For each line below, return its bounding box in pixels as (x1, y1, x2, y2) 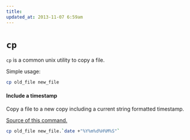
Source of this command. (6, 116, 68, 124)
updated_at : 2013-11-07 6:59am (6, 14, 83, 20)
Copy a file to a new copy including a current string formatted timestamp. (6, 105, 185, 112)
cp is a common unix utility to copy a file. (6, 56, 105, 64)
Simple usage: (6, 68, 41, 75)
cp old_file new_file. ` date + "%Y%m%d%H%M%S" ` (6, 128, 120, 134)
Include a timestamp (6, 92, 58, 99)
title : (6, 8, 22, 15)
